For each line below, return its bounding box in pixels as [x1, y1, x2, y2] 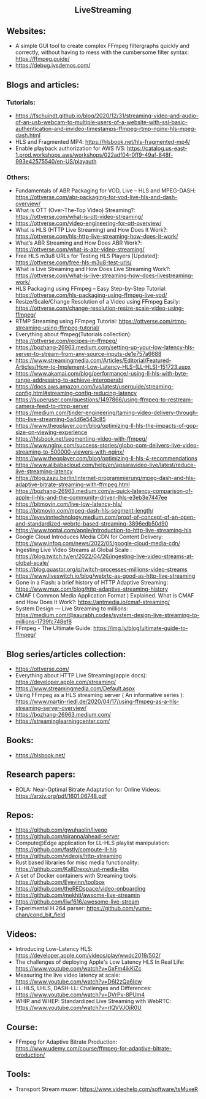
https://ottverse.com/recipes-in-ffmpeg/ [15, 337, 118, 345]
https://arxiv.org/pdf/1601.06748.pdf [15, 792, 107, 800]
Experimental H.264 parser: [15, 905, 86, 912]
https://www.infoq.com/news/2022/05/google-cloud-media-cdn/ [15, 540, 181, 547]
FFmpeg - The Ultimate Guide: [15, 624, 92, 632]
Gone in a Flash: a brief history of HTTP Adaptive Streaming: [15, 579, 169, 586]
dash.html [15, 132, 41, 139]
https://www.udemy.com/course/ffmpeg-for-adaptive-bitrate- [15, 1045, 172, 1052]
